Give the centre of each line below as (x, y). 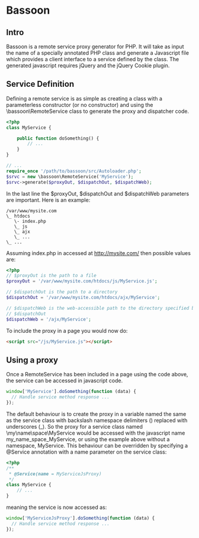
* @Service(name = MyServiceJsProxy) (55, 474)
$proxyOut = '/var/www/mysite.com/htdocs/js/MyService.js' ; (82, 281)
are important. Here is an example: (48, 200)
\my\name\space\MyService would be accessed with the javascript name (96, 433)
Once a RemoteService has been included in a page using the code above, (97, 375)
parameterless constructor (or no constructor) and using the (80, 105)
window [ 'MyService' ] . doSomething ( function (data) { (71, 392)
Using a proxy (32, 360)
